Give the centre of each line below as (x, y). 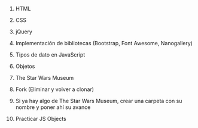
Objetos (25, 66)
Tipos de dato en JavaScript (50, 55)
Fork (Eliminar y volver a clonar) (55, 89)
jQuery (24, 32)
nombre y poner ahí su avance (53, 107)
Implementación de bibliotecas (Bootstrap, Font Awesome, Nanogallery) (104, 43)
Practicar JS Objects (41, 119)
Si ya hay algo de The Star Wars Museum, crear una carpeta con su (99, 101)
